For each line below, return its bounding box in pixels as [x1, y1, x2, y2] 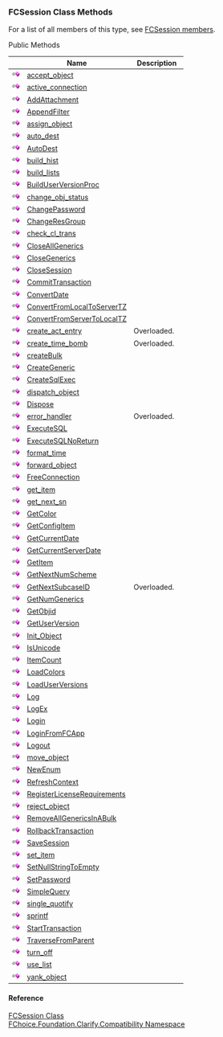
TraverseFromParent [26, 935, 95, 945]
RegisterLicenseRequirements [26, 789, 126, 798]
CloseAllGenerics [26, 240, 84, 251]
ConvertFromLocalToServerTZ [26, 301, 127, 311]
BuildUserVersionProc [26, 180, 100, 190]
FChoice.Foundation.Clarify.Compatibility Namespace [8, 1019, 185, 1029]
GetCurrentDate [26, 533, 79, 543]
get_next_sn [26, 497, 67, 506]
